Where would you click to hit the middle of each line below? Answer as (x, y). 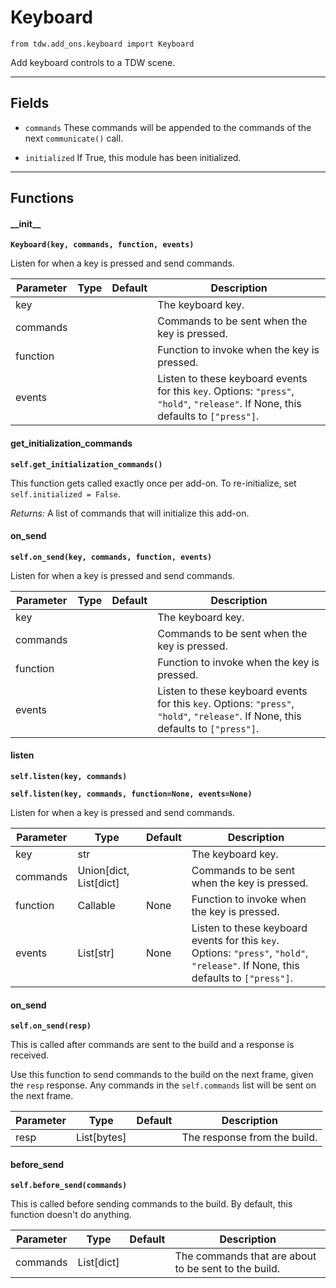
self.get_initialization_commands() (86, 464)
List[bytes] (101, 1138)
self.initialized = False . (65, 493)
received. (30, 1055)
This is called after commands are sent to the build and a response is (152, 1045)
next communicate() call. (74, 138)
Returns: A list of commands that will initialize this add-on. (130, 513)
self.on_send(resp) (51, 1026)
